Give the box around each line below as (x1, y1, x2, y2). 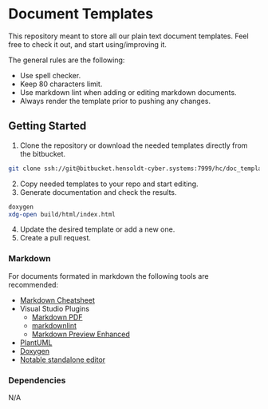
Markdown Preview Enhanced (31, 329, 130, 339)
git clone (8, 165, 41, 173)
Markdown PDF (31, 312, 83, 322)
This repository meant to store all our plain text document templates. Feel (8, 31, 249, 41)
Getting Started (8, 119, 87, 133)
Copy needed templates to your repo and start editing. (19, 179, 199, 189)
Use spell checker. (19, 70, 81, 80)
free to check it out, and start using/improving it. (8, 39, 167, 49)
